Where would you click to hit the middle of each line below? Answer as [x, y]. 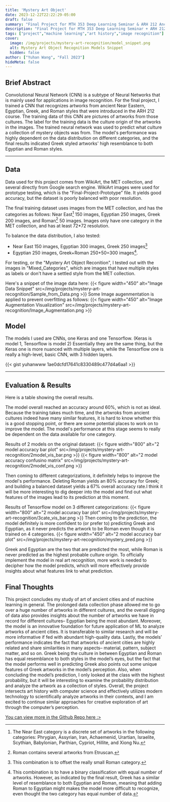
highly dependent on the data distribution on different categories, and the [82, 138]
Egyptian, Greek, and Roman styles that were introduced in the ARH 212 [80, 111]
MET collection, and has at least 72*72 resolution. [57, 226]
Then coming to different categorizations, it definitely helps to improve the [83, 476]
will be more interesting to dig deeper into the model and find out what [79, 492]
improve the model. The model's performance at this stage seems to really [83, 429]
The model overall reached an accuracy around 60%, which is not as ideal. [83, 407]
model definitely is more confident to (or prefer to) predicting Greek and [80, 523]
